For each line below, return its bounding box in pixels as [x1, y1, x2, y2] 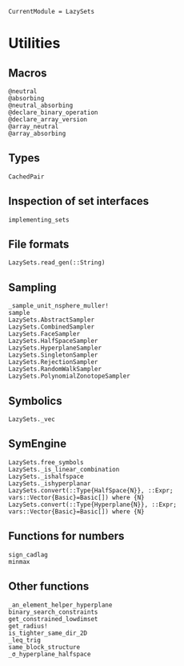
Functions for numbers [8, 529, 125, 543]
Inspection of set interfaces [8, 194, 150, 208]
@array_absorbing [8, 129, 66, 137]
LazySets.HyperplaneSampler [8, 344, 102, 353]
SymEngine [8, 437, 66, 451]
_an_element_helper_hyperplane [8, 601, 113, 609]
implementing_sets [8, 215, 70, 224]
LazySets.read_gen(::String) [8, 259, 106, 267]
